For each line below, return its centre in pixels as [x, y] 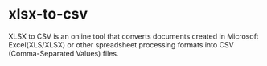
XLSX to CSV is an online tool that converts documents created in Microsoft [133, 36]
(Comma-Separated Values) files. [64, 53]
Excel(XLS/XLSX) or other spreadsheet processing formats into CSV [121, 44]
